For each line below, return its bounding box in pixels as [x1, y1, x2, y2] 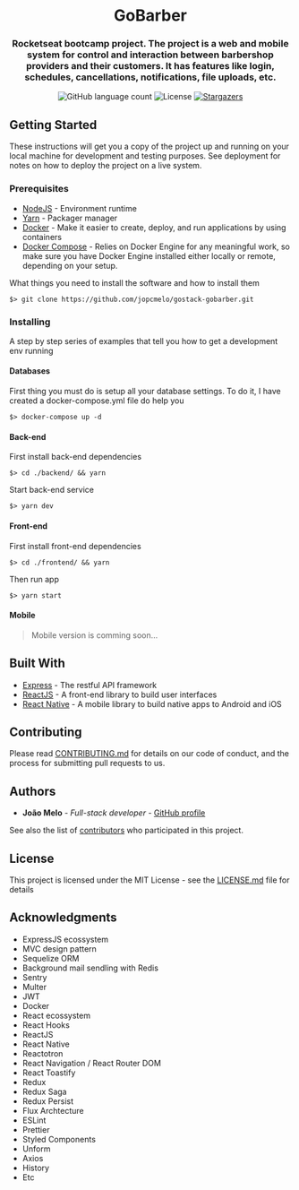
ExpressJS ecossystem [21, 934, 109, 944]
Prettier [21, 1124, 50, 1134]
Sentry [21, 971, 47, 982]
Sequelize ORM [21, 953, 80, 963]
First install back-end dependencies [9, 452, 141, 462]
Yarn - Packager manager [21, 212, 118, 223]
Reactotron [21, 1048, 64, 1058]
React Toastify [21, 1067, 76, 1078]
